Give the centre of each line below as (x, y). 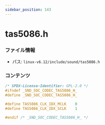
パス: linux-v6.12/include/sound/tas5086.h (56, 62)
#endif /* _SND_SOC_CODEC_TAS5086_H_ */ (47, 117)
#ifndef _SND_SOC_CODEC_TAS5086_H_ (41, 91)
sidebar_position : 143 (28, 10)
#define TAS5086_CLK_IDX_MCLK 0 (41, 104)
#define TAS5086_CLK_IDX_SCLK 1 (41, 108)
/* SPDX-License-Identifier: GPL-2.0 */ (47, 86)
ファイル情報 (20, 50)
